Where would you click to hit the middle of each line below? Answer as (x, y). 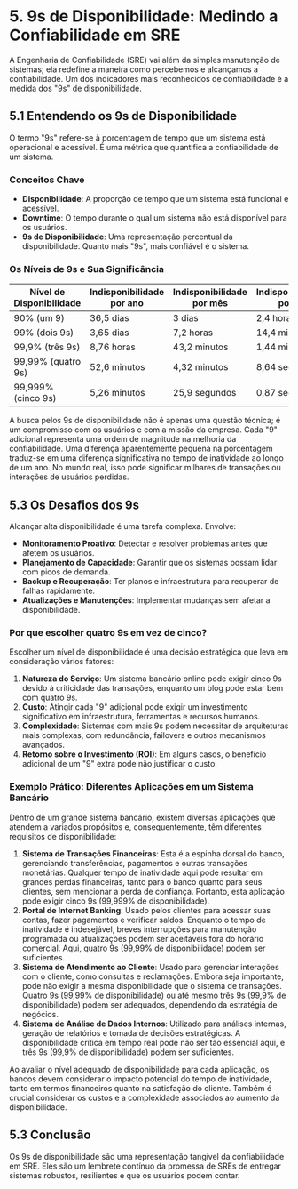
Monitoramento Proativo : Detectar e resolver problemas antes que (145, 543)
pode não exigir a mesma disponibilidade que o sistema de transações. (152, 985)
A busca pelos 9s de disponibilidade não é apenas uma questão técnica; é (145, 421)
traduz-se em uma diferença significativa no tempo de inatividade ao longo (146, 458)
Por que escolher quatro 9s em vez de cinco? (108, 633)
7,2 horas (193, 333)
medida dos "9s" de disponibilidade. (75, 88)
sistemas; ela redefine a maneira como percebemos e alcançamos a (134, 69)
